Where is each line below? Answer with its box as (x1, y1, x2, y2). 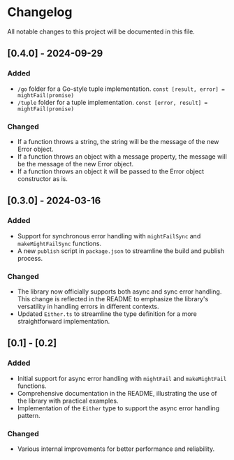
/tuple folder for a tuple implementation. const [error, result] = (17, 98, 208, 106)
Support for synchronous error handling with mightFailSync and (17, 231, 201, 240)
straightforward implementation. (17, 317, 110, 325)
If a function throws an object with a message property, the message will (17, 152, 227, 161)
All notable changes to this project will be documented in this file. (7, 27, 196, 36)
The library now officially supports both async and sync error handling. (17, 287, 222, 296)
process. (17, 254, 43, 262)
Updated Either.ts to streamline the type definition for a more (17, 309, 198, 318)
